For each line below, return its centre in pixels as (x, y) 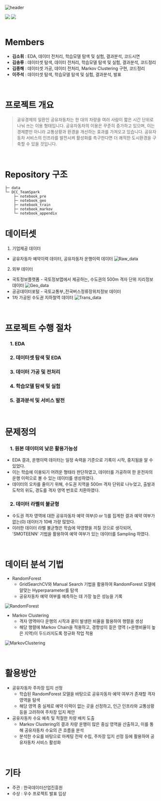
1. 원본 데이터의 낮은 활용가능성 (44, 449)
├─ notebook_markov (33, 209)
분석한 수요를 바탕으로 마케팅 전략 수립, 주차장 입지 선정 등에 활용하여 (84, 736)
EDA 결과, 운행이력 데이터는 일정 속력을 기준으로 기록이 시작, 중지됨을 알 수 (82, 460)
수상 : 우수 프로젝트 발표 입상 (39, 793)
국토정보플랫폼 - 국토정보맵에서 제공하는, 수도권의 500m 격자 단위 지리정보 (83, 279)
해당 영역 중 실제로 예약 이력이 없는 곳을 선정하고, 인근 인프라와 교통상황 (87, 706)
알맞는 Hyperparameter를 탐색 (49, 590)
